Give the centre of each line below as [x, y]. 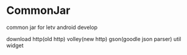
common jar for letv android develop [52, 27]
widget [15, 45]
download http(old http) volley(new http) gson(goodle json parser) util [94, 39]
